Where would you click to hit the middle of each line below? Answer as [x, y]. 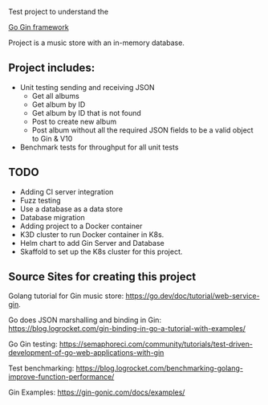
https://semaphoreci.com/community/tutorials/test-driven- [156, 344]
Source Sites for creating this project [102, 277]
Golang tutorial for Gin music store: [66, 296]
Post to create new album [74, 121]
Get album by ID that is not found [87, 112]
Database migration [53, 217]
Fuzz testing [41, 200]
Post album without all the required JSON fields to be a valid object [143, 130]
